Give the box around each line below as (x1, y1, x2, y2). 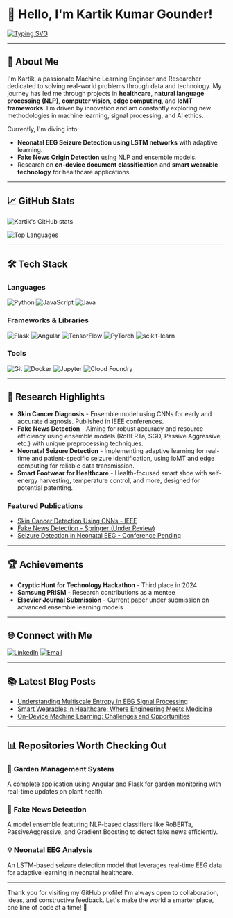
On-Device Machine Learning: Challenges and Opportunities (17, 712, 191, 721)
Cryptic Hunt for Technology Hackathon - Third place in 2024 (17, 580, 198, 589)
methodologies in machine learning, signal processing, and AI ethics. (7, 111, 205, 120)
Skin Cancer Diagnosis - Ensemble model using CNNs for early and (17, 409, 212, 418)
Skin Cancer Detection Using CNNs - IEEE (17, 516, 137, 525)
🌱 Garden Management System (7, 764, 114, 773)
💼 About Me (7, 56, 59, 68)
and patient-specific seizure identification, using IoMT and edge (31, 454, 215, 462)
